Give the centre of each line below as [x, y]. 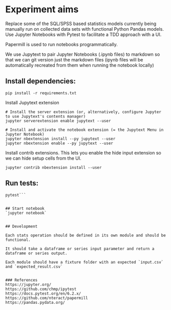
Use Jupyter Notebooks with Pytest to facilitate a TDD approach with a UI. [83, 34]
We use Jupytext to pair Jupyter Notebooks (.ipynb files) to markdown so [83, 54]
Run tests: [22, 183]
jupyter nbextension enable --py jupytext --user [59, 143]
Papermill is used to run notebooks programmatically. [61, 44]
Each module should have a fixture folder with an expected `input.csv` [84, 262]
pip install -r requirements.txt [41, 93]
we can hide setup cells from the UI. [44, 158]
